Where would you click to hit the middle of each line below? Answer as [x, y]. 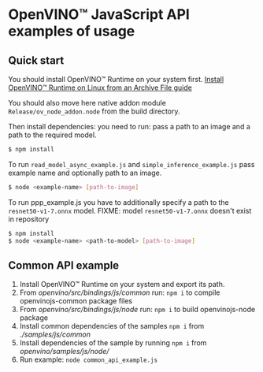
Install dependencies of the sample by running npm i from [113, 343]
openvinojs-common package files [76, 301]
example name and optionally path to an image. [85, 173]
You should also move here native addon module [87, 103]
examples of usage [72, 31]
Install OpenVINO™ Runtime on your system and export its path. [122, 285]
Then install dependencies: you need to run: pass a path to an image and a [129, 126]
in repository [29, 219]
